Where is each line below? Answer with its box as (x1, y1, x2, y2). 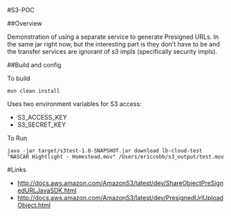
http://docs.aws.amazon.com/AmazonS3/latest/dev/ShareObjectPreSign (17, 179, 223, 187)
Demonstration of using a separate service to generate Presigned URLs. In (7, 33, 219, 41)
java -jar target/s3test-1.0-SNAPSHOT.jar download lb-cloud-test (7, 147, 203, 154)
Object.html (17, 201, 50, 209)
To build (7, 74, 30, 82)
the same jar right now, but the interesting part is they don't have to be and (7, 40, 220, 48)
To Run (7, 134, 28, 142)
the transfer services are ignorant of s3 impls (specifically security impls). (7, 48, 218, 55)
